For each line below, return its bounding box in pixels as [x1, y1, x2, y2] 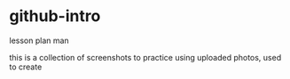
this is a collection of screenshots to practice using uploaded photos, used [9, 52, 282, 62]
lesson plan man [9, 35, 69, 46]
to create [9, 61, 43, 72]
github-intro [9, 6, 101, 26]
